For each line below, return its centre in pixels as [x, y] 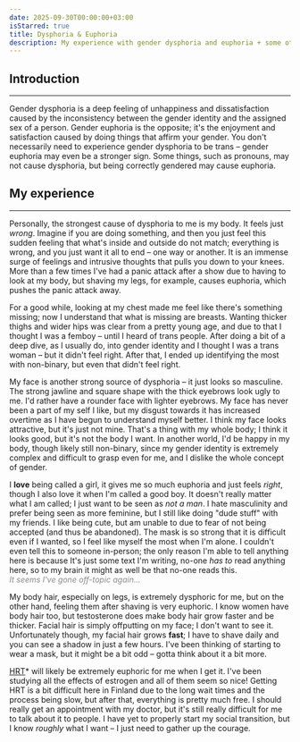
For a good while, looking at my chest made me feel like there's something [146, 307]
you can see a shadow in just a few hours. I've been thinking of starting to [145, 644]
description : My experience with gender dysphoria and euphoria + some [145, 42]
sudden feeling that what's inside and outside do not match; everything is [144, 242]
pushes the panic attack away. [65, 290]
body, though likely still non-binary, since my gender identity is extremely [144, 448]
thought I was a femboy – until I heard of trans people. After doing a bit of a [147, 335]
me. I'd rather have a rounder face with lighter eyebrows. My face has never [149, 401]
